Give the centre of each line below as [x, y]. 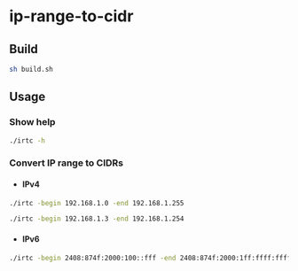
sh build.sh [31, 69]
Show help [32, 122]
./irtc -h [27, 140]
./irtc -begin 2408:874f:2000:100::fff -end [93, 258]
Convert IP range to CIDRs [67, 163]
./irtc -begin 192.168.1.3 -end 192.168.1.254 [97, 219]
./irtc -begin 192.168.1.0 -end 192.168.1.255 [97, 203]
